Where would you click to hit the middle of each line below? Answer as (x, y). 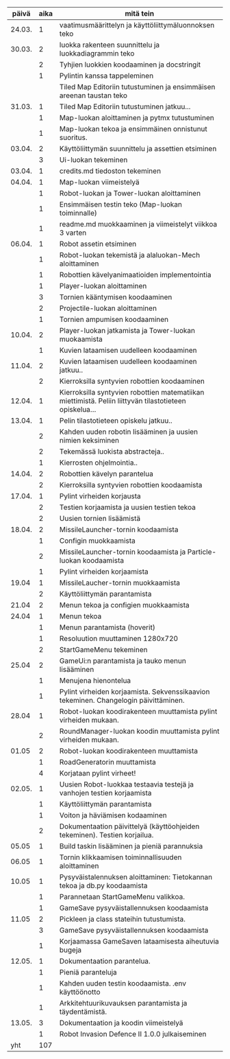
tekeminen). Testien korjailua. (106, 835)
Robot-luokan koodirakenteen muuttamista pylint (138, 711)
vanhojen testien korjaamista (105, 793)
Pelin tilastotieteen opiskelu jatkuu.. (116, 420)
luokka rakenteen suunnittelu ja (110, 45)
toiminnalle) (78, 213)
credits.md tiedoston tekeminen (110, 171)
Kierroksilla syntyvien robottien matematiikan (132, 392)
